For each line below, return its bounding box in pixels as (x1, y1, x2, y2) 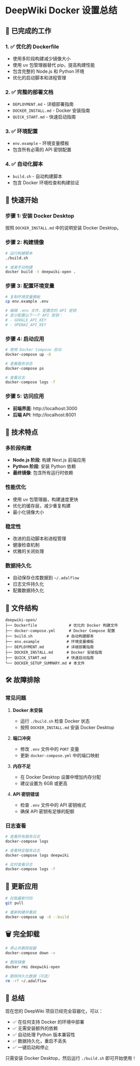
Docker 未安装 (12, 707, 43, 713)
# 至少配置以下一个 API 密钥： (5, 313, 63, 318)
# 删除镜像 (5, 960, 25, 965)
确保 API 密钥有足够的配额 (20, 808, 75, 814)
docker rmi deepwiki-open (5, 965, 60, 970)
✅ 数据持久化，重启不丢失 (12, 1038, 67, 1044)
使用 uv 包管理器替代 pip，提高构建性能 (12, 62, 95, 68)
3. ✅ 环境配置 (5, 128, 38, 135)
